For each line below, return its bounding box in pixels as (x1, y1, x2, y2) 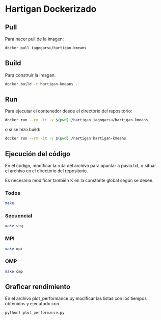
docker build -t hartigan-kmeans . (5, 81, 78, 86)
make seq (5, 223, 23, 229)
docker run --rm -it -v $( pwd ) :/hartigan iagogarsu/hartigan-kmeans (5, 118, 148, 123)
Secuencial (5, 213, 33, 219)
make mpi (5, 246, 23, 251)
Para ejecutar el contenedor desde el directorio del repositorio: (5, 108, 133, 114)
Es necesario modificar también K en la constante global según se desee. (5, 177, 154, 183)
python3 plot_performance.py (5, 310, 65, 315)
